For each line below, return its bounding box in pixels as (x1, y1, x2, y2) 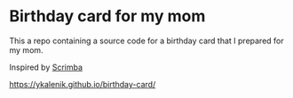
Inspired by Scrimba (9, 62, 83, 72)
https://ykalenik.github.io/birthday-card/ (9, 79, 156, 89)
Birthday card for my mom (9, 6, 206, 26)
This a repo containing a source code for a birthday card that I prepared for (9, 35, 284, 46)
